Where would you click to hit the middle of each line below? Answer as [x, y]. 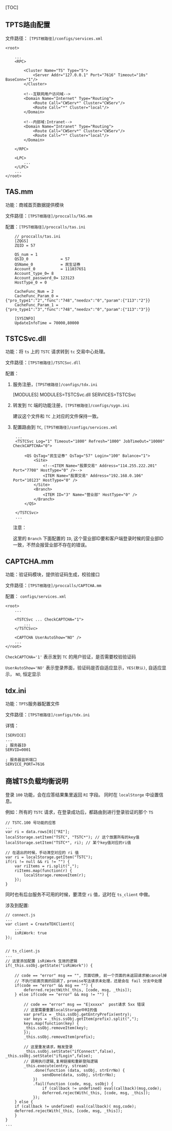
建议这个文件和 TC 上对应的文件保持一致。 [57, 416]
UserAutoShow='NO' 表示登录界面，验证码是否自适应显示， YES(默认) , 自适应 [84, 668]
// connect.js [21, 915]
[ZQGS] [22, 241]
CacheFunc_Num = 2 [34, 291]
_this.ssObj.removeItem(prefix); [60, 1037]
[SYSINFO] [25, 319]
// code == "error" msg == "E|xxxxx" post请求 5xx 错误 [84, 1004]
